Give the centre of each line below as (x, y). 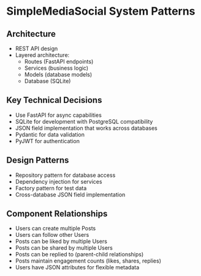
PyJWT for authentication (47, 141)
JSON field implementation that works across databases (86, 128)
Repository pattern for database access (65, 175)
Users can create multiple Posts (55, 228)
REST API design (36, 48)
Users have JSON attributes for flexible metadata (77, 267)
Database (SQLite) (47, 81)
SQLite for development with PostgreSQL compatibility (84, 121)
